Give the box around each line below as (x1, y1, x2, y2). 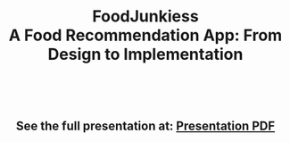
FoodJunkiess (92, 6, 199, 27)
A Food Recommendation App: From (8, 25, 283, 46)
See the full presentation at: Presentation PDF (15, 119, 275, 134)
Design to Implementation (47, 45, 244, 64)
